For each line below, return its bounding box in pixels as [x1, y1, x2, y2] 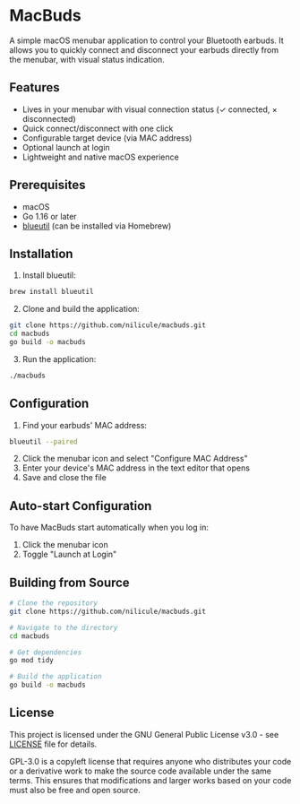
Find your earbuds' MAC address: [21, 419, 148, 430]
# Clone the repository [9, 599, 99, 608]
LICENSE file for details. [9, 739, 98, 749]
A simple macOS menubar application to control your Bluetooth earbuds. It [9, 35, 284, 46]
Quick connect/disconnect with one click [21, 123, 174, 134]
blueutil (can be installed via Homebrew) [21, 220, 172, 231]
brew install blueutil [9, 288, 94, 297]
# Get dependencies [9, 647, 82, 657]
